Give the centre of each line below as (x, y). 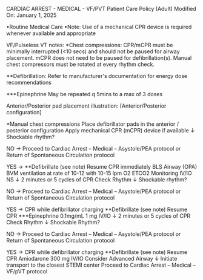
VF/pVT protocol (27, 271)
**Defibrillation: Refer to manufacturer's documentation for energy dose (97, 76)
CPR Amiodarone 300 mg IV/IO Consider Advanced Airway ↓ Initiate (92, 259)
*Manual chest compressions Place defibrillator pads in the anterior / (93, 124)
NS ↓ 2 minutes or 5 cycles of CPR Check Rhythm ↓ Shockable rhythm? (97, 180)
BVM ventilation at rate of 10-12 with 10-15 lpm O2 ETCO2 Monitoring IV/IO (99, 173)
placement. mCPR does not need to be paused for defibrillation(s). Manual (99, 58)
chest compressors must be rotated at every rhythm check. (80, 64)
